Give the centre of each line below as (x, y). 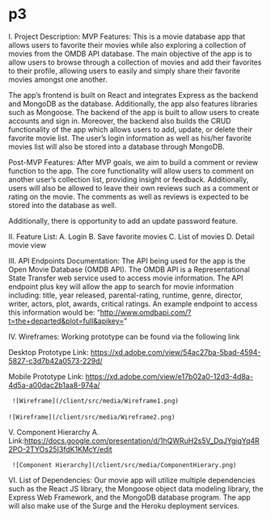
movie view (28, 245)
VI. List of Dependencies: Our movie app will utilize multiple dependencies (132, 480)
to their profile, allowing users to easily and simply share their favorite (125, 70)
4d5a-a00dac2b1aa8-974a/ (54, 385)
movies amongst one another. (58, 79)
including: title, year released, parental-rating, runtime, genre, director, (126, 295)
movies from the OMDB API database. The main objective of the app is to (130, 53)
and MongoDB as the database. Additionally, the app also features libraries (133, 103)
